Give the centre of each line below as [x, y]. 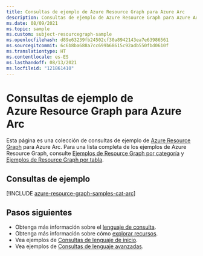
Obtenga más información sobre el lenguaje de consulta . [85, 227]
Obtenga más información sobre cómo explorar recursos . [86, 233]
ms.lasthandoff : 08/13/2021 [42, 62]
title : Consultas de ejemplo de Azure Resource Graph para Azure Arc [96, 12]
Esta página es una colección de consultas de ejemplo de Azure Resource [98, 140]
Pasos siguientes [39, 212]
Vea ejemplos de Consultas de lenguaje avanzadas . [79, 246]
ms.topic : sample [28, 29]
